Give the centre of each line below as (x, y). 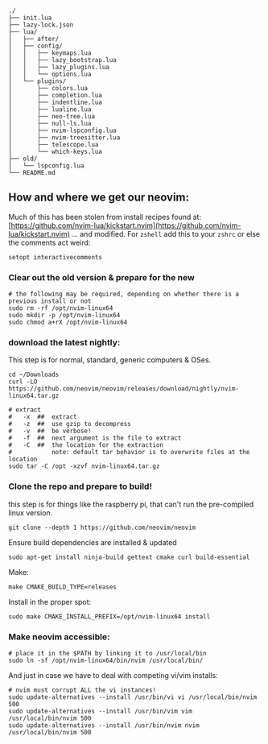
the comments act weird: (49, 242)
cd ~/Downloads (34, 375)
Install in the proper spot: (50, 601)
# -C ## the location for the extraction (86, 445)
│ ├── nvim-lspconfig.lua (62, 130)
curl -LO (23, 382)
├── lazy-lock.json (41, 25)
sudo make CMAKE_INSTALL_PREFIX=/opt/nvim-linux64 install (109, 616)
